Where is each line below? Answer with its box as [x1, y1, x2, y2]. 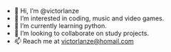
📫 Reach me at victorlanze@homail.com [14, 37, 134, 45]
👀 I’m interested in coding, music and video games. [14, 14, 165, 22]
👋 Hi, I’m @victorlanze [14, 7, 80, 15]
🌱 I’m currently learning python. [14, 22, 107, 30]
